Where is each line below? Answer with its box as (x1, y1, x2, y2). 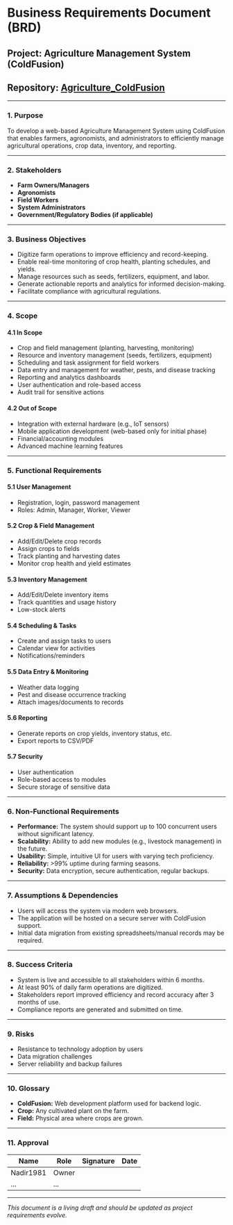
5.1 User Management (7, 483, 71, 491)
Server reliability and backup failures (17, 1059, 123, 1068)
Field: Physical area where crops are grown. (17, 1114, 144, 1123)
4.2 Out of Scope (7, 404, 58, 412)
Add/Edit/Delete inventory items (17, 591, 109, 599)
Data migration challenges (17, 1052, 92, 1061)
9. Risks (7, 1029, 35, 1039)
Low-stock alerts (17, 605, 66, 614)
